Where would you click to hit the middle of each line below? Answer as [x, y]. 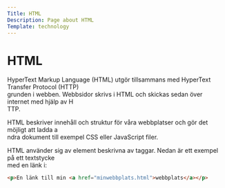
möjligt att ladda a [32, 130]
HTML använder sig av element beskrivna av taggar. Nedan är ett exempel [113, 151]
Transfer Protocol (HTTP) [43, 87]
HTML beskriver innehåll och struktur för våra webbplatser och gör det [108, 122]
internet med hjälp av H [40, 102]
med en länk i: [27, 165]
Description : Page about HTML [51, 20]
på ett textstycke [31, 158]
